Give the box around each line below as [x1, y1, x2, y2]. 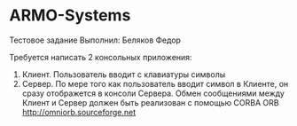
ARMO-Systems [9, 5, 131, 26]
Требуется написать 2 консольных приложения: [9, 51, 192, 62]
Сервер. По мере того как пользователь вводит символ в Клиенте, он [21, 78, 289, 89]
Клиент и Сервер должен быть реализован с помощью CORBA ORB [21, 97, 279, 107]
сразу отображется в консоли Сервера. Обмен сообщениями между [21, 88, 285, 98]
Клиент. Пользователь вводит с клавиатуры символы [21, 68, 226, 80]
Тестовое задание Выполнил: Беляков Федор [9, 35, 182, 45]
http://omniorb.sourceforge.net [21, 106, 136, 117]
